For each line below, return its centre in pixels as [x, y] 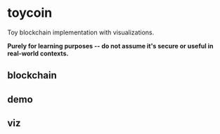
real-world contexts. [38, 53]
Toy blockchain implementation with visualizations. [81, 32]
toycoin [30, 13]
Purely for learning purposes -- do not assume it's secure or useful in [110, 46]
